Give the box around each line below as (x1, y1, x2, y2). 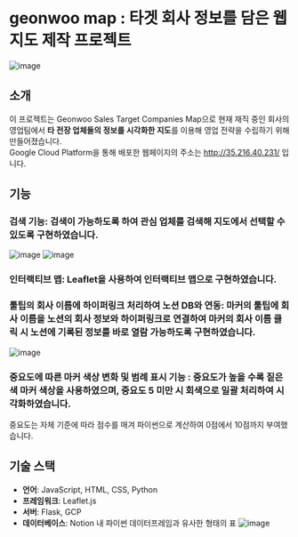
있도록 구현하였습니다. (9, 228, 99, 241)
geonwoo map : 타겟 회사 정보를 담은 (9, 8, 270, 28)
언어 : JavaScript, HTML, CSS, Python (21, 484, 158, 494)
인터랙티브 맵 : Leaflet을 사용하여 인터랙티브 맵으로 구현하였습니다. (9, 273, 278, 285)
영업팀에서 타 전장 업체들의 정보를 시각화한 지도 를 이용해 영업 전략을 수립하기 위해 (9, 124, 290, 135)
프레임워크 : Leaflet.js (21, 495, 97, 506)
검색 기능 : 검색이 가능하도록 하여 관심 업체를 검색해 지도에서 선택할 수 (9, 215, 286, 228)
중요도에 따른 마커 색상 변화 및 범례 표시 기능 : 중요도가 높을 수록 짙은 (9, 371, 284, 383)
